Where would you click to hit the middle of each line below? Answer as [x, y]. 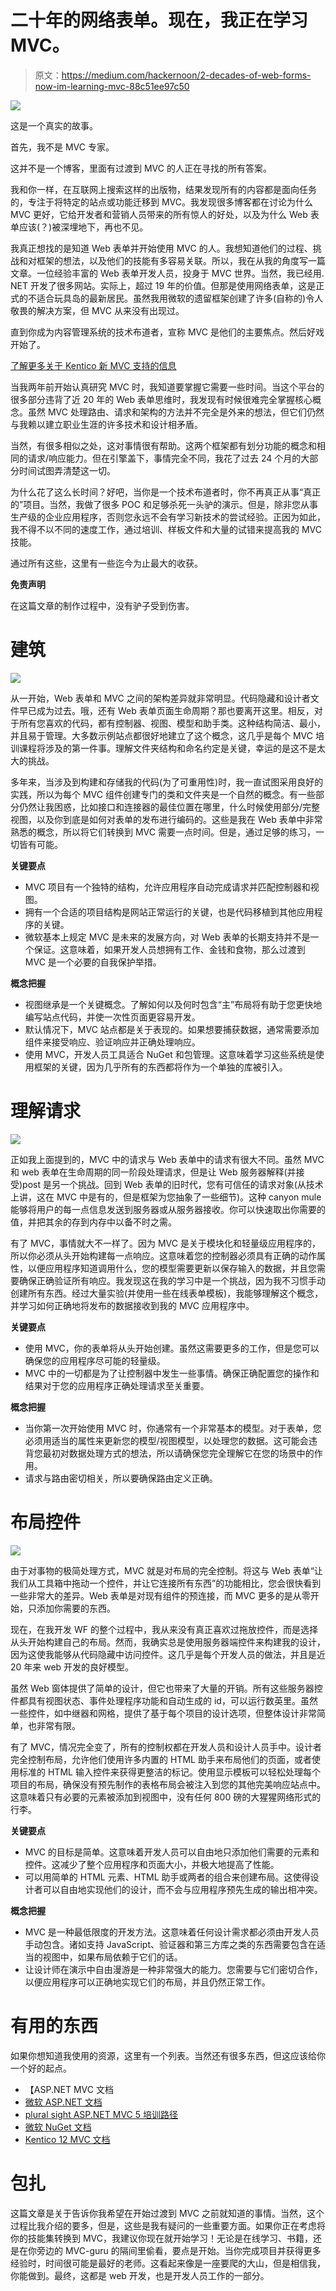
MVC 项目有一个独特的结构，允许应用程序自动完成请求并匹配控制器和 [167, 887]
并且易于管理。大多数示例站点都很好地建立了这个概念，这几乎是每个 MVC [161, 735]
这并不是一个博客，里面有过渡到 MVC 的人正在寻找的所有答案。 [141, 168]
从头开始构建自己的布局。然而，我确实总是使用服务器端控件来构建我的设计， [168, 1642]
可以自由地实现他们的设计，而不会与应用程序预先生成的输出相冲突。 [182, 1889]
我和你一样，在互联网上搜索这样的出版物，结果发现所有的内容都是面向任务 [163, 189]
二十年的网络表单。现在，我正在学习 [159, 20]
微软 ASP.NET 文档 [63, 2102]
